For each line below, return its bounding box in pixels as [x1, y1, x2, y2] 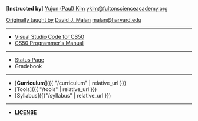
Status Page [14, 56, 45, 63]
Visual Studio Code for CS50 [14, 33, 84, 40]
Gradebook [14, 63, 42, 69]
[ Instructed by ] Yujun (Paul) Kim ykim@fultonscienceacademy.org [6, 5, 168, 12]
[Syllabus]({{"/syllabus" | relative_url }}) [14, 92, 111, 99]
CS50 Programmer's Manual [14, 39, 84, 46]
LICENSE [14, 109, 37, 116]
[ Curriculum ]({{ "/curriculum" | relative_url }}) [14, 79, 127, 86]
